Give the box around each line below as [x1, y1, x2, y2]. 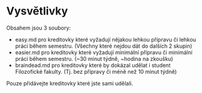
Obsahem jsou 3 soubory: [6, 24, 71, 31]
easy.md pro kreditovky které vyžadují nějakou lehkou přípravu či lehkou [15, 36, 197, 43]
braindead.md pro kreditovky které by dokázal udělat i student [15, 62, 171, 69]
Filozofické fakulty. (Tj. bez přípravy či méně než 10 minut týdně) [15, 68, 177, 75]
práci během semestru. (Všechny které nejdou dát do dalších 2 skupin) [15, 42, 192, 50]
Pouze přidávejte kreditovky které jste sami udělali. [6, 80, 133, 87]
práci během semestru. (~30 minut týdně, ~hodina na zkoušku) [15, 55, 173, 62]
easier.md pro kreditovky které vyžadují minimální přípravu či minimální [15, 48, 193, 56]
